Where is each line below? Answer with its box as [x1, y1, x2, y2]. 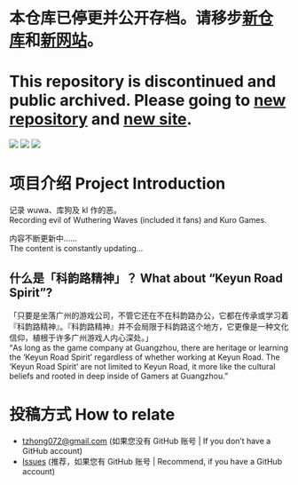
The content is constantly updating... [9, 243, 144, 254]
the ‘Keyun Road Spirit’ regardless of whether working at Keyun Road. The [9, 352, 281, 362]
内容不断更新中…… [9, 233, 78, 244]
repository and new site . [9, 109, 192, 130]
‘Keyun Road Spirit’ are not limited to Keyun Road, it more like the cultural [9, 361, 276, 371]
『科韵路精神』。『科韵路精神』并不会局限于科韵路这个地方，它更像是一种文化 [9, 321, 289, 331]
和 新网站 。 [25, 30, 104, 51]
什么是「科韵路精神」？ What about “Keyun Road [9, 271, 284, 286]
